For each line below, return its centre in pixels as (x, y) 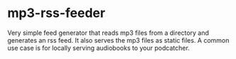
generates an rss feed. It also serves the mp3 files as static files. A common (118, 40)
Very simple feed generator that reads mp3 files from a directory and (108, 33)
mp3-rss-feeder (56, 13)
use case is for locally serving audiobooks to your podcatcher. (98, 48)
